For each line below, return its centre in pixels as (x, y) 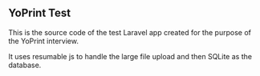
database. (25, 65)
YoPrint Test (39, 13)
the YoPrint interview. (43, 41)
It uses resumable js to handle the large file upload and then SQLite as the (130, 56)
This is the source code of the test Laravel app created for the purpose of (130, 32)
